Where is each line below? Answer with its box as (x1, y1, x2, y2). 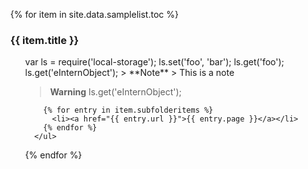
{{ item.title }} (9, 33, 80, 47)
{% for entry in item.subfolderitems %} (43, 105, 214, 116)
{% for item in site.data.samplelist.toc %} (9, 9, 179, 20)
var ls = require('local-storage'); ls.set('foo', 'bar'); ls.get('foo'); (24, 56, 285, 68)
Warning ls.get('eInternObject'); (49, 86, 182, 98)
